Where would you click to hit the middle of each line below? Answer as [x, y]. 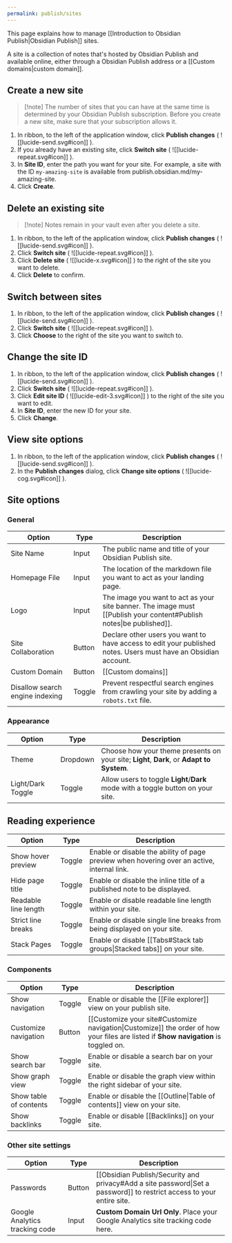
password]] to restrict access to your [156, 1192]
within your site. [115, 909]
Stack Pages [31, 944]
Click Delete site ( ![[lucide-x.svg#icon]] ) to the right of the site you [114, 261]
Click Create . [36, 187]
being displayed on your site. [136, 929]
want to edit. [35, 403]
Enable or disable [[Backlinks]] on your [151, 1116]
